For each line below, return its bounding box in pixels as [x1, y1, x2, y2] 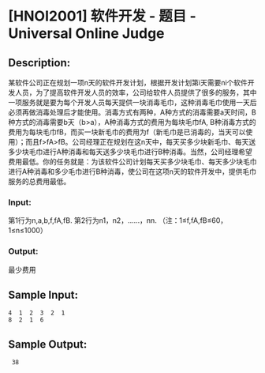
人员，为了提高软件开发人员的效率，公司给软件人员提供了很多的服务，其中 [14, 88, 257, 97]
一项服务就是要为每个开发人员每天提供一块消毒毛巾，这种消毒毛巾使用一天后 [8, 98, 257, 107]
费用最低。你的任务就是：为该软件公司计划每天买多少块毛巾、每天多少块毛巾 [8, 157, 257, 166]
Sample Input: [8, 288, 79, 301]
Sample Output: [8, 337, 88, 351]
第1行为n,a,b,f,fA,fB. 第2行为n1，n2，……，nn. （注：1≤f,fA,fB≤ [8, 216, 212, 225]
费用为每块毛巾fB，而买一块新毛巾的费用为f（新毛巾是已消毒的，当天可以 [8, 127, 246, 137]
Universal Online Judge [8, 24, 165, 43]
